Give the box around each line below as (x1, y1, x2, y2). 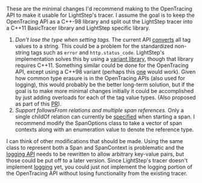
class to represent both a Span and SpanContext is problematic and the (6, 144, 184, 151)
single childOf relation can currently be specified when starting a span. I (15, 113, 195, 120)
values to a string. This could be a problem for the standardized (15, 42, 174, 50)
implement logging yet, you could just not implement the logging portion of (6, 163, 192, 170)
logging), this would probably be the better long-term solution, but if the (15, 81, 195, 88)
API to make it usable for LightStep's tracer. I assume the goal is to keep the (6, 11, 195, 19)
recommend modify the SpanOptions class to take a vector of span (15, 120, 183, 126)
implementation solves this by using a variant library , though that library (15, 56, 194, 62)
